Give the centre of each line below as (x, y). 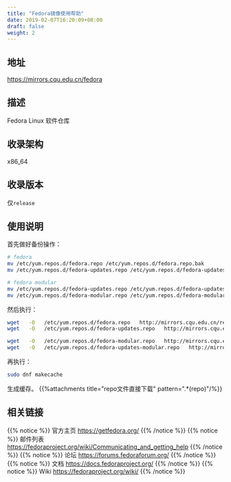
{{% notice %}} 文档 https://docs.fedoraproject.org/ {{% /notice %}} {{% (110, 463)
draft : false (26, 26)
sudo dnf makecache (35, 375)
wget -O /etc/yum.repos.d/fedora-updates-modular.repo (93, 348)
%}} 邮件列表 (26, 439)
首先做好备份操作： (34, 244)
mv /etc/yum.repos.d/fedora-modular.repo (67, 295)
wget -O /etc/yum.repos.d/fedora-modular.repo (81, 342)
